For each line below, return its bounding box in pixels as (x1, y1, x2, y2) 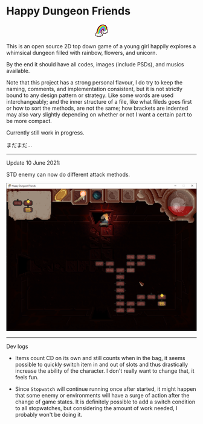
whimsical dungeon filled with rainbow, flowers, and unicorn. (6, 49, 158, 56)
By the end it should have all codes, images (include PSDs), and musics (6, 60, 184, 68)
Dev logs (6, 343, 28, 350)
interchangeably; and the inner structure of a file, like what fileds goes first (6, 98, 192, 105)
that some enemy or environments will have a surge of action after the (14, 391, 190, 399)
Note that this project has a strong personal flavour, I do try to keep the (6, 78, 183, 86)
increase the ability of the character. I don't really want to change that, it (14, 367, 195, 375)
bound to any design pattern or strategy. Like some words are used (6, 92, 174, 99)
